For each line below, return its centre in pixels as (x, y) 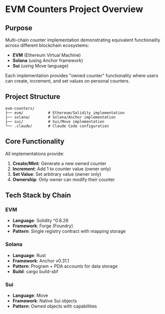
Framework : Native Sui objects (45, 300)
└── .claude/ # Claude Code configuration (57, 126)
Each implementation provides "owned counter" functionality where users (82, 76)
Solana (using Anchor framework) (48, 60)
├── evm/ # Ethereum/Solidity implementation (65, 113)
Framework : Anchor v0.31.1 (41, 261)
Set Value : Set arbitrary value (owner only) (57, 174)
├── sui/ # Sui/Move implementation (55, 121)
